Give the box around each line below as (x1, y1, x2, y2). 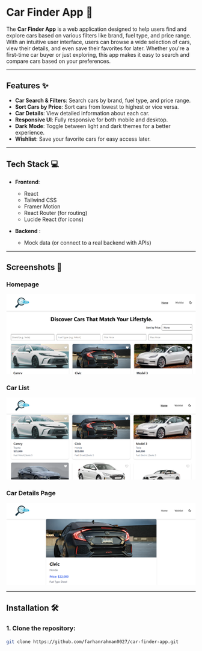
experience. (14, 129, 45, 136)
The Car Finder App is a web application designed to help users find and (6, 25, 187, 33)
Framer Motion (23, 202, 61, 210)
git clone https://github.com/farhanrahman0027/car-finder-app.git (6, 638, 179, 645)
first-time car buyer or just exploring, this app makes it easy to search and (6, 51, 190, 58)
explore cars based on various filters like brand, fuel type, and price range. (6, 31, 192, 39)
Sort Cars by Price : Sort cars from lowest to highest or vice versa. (14, 103, 179, 111)
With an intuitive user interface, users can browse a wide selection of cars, (6, 38, 191, 45)
